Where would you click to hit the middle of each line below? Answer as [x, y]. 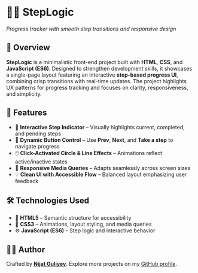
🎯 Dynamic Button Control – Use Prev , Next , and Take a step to [94, 139]
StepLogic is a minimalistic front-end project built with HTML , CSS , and [95, 62]
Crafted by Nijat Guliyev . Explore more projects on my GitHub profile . [92, 264]
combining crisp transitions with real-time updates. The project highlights [97, 81]
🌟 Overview [28, 48]
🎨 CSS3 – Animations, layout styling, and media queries [83, 225]
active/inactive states [41, 162]
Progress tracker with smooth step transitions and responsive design [91, 29]
